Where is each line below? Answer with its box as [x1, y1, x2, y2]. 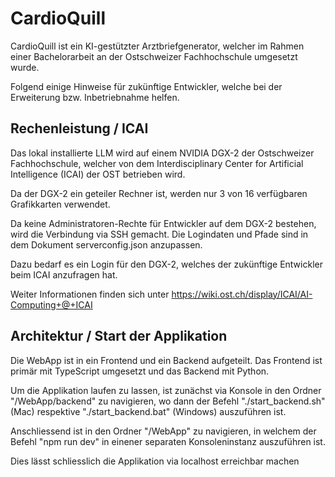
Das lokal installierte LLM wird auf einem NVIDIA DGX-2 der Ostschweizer [10, 147, 315, 159]
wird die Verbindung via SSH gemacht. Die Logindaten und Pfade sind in [10, 228, 309, 240]
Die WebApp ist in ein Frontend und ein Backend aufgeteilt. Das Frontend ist [10, 354, 323, 366]
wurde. [10, 61, 40, 73]
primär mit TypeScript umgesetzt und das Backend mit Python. [10, 365, 270, 377]
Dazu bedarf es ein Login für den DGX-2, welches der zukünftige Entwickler [10, 258, 323, 270]
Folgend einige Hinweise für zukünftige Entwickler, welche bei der [10, 80, 283, 92]
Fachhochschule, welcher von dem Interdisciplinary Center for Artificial [10, 157, 304, 169]
